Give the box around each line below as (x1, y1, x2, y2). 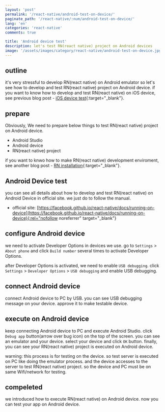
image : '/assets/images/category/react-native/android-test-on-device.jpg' (5, 48, 164, 53)
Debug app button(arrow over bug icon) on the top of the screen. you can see (5, 333, 161, 339)
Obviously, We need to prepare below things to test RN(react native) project (5, 123, 159, 129)
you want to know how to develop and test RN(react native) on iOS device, (5, 90, 156, 96)
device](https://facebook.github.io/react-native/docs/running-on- (12, 210, 145, 216)
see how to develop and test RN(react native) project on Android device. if (5, 85, 155, 91)
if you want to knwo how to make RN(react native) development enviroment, (5, 157, 159, 163)
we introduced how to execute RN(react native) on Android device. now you (5, 396, 159, 402)
